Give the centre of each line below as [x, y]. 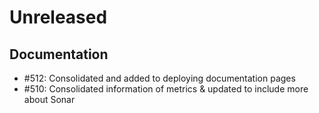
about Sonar [49, 99]
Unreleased [58, 17]
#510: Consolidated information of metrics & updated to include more [166, 89]
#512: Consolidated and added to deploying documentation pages [159, 78]
